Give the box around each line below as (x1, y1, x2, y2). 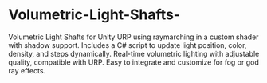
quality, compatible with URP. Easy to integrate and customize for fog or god (8, 57, 259, 67)
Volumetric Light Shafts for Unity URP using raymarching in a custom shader (8, 32, 259, 41)
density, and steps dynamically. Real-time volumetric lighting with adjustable (8, 49, 260, 58)
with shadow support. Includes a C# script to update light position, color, (8, 40, 247, 49)
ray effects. (8, 65, 46, 75)
